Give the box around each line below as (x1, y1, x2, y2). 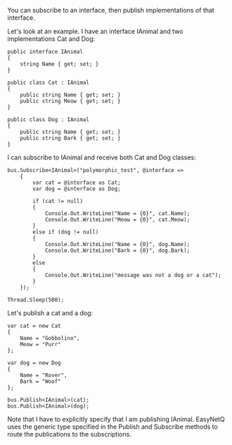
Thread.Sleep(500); (7, 296, 65, 303)
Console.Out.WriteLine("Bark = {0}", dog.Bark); (44, 247, 191, 254)
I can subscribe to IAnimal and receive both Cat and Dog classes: (7, 153, 197, 161)
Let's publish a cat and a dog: (7, 309, 94, 317)
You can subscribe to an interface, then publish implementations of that (7, 6, 214, 14)
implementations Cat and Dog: (7, 35, 96, 43)
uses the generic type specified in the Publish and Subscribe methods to (7, 422, 218, 431)
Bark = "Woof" (20, 378, 61, 385)
